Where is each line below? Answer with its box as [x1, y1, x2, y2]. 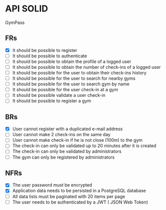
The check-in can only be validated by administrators [12, 148, 122, 155]
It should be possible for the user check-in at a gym [12, 87, 118, 93]
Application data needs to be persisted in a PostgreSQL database [12, 188, 146, 194]
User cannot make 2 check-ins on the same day [12, 132, 111, 138]
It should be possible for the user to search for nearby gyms [12, 75, 136, 81]
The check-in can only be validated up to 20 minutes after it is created [12, 143, 157, 149]
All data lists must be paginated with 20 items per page [12, 193, 125, 200]
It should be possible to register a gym [12, 98, 91, 104]
